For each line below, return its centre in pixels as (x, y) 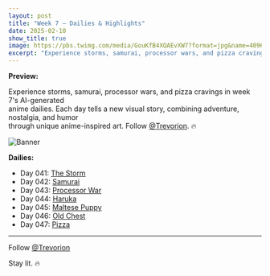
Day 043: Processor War (61, 190)
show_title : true (37, 38)
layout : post (30, 16)
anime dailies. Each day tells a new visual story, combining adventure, (124, 109)
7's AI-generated (36, 100)
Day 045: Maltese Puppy (61, 207)
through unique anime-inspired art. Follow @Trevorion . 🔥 (102, 126)
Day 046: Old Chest (53, 216)
